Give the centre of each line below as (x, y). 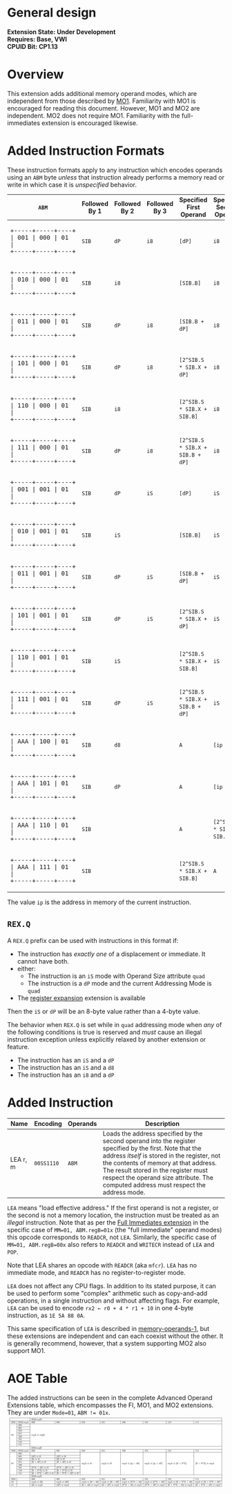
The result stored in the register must (155, 1170)
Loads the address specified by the (153, 1133)
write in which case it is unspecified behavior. (72, 184)
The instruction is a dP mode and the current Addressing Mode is (119, 983)
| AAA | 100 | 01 (39, 741)
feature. (18, 1046)
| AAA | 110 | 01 (39, 825)
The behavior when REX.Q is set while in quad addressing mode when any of (115, 1024)
